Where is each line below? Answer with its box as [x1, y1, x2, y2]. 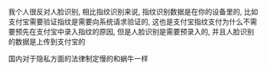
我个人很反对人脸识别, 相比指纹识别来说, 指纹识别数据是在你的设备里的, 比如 [8, 7, 258, 16]
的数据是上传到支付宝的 [8, 37, 85, 46]
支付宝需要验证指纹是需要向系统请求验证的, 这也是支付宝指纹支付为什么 [8, 17, 244, 26]
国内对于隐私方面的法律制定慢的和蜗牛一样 [8, 54, 149, 63]
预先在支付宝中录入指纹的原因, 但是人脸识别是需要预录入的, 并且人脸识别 [14, 27, 254, 36]
